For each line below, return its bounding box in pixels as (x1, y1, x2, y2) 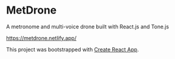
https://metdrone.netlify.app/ (6, 34, 77, 41)
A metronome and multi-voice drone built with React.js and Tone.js (6, 23, 169, 30)
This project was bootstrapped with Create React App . (6, 45, 139, 53)
